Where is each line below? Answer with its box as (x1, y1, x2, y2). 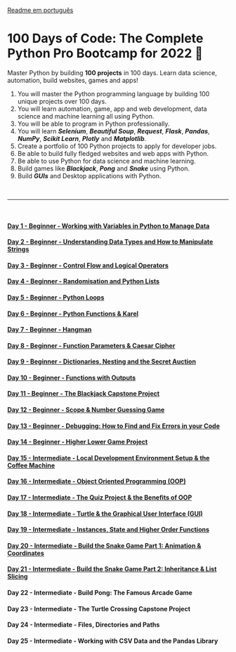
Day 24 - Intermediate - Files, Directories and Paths (7, 620, 160, 629)
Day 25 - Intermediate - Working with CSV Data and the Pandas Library (7, 637, 218, 645)
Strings (7, 245, 29, 253)
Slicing (7, 572, 28, 581)
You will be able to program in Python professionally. (17, 119, 170, 128)
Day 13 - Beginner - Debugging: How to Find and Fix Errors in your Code (7, 421, 220, 430)
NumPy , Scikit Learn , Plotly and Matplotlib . (17, 134, 147, 142)
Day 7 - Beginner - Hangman (7, 326, 92, 334)
